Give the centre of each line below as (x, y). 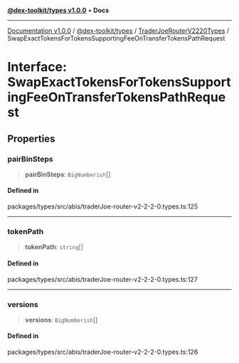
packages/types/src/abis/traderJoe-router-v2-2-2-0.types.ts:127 (102, 279)
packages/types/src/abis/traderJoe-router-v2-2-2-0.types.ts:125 (102, 206)
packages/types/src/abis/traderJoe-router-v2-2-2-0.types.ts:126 (103, 352)
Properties (31, 138)
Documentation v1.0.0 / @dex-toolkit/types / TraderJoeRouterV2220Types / (118, 31)
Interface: (37, 67)
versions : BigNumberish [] (61, 320)
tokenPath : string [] (54, 247)
